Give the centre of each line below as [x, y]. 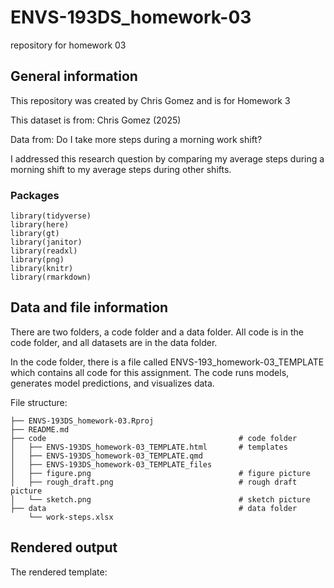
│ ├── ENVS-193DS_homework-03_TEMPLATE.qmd [106, 456]
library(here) [40, 225]
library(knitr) [42, 269]
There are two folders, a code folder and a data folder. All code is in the [157, 332]
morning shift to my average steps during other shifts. [121, 169]
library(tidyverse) [51, 216]
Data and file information [89, 307]
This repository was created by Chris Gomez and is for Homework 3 [150, 100]
